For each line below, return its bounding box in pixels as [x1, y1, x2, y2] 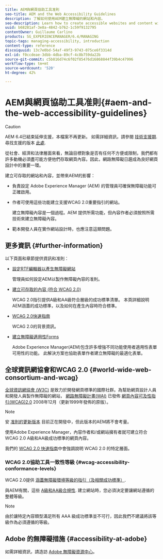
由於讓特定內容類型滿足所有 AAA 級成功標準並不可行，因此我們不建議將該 [5, 513, 153, 519]
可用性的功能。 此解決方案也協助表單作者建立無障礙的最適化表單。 [12, 350, 146, 356]
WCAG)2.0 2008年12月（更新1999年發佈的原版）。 [11, 399, 111, 405]
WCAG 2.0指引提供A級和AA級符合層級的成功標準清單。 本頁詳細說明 [12, 297, 149, 303]
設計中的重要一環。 [5, 162, 44, 168]
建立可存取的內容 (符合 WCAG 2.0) [12, 286, 81, 292]
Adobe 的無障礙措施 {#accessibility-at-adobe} [5, 535, 147, 543]
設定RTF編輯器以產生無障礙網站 [12, 266, 76, 271]
